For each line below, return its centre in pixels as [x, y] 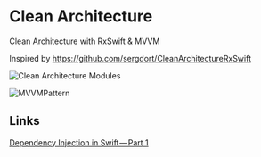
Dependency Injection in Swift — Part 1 [79, 142]
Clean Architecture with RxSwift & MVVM [85, 41]
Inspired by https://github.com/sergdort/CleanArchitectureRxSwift [130, 58]
